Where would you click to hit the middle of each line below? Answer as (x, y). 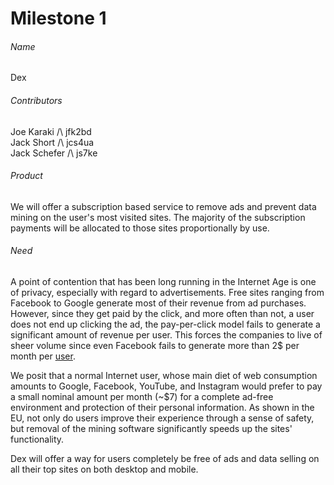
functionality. (37, 439)
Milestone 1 (58, 18)
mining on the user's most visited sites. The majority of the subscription (158, 217)
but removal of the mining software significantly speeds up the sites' (151, 428)
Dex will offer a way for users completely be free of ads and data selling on (165, 458)
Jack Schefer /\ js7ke (54, 153)
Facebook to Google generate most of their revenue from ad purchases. (158, 303)
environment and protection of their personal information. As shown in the (162, 407)
